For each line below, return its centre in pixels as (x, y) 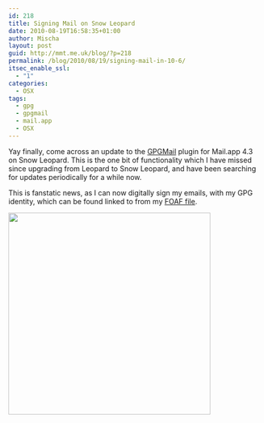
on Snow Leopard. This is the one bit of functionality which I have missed (130, 160)
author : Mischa (34, 38)
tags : (17, 98)
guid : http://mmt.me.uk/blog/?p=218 (70, 53)
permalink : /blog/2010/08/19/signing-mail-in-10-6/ (97, 61)
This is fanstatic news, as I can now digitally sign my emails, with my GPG (130, 193)
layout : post (30, 46)
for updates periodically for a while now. (75, 177)
